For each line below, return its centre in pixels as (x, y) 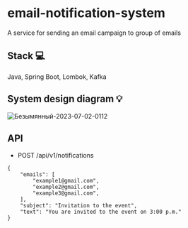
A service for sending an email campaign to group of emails (94, 33)
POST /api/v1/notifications (55, 156)
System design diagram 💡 (65, 99)
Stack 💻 (26, 56)
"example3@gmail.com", (66, 193)
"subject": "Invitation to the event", (79, 206)
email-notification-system (87, 13)
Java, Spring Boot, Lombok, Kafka (57, 77)
